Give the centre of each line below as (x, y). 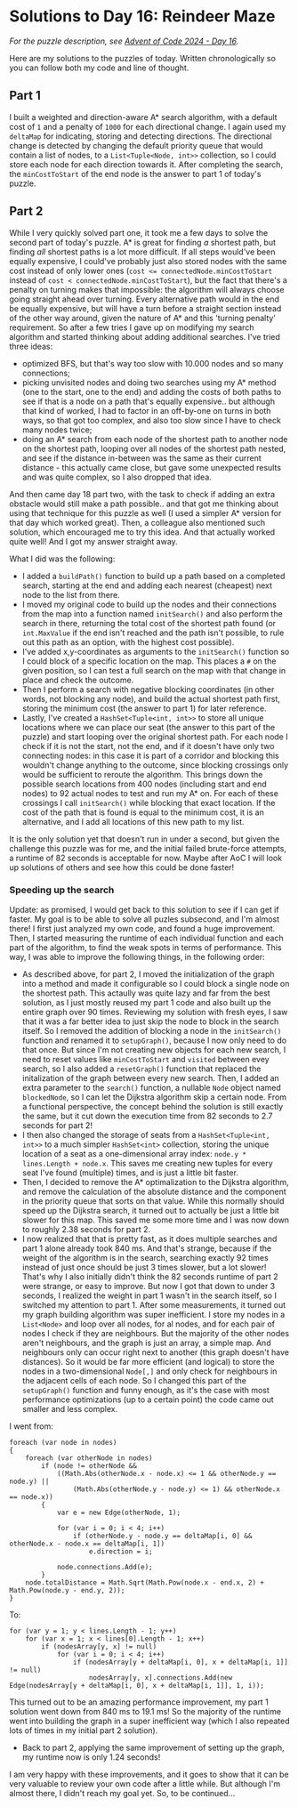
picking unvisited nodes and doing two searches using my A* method (149, 382)
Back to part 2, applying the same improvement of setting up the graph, (153, 1747)
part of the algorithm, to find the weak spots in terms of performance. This (145, 947)
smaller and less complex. (70, 1408)
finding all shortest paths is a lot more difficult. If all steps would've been (142, 252)
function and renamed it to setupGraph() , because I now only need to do (154, 1040)
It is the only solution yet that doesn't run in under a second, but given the (145, 839)
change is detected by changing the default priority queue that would (137, 145)
